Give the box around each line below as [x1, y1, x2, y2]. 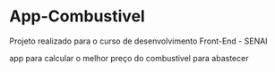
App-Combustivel [9, 6, 145, 27]
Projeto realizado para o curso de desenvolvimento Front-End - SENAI [9, 36, 268, 46]
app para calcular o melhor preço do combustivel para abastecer [9, 52, 249, 63]
